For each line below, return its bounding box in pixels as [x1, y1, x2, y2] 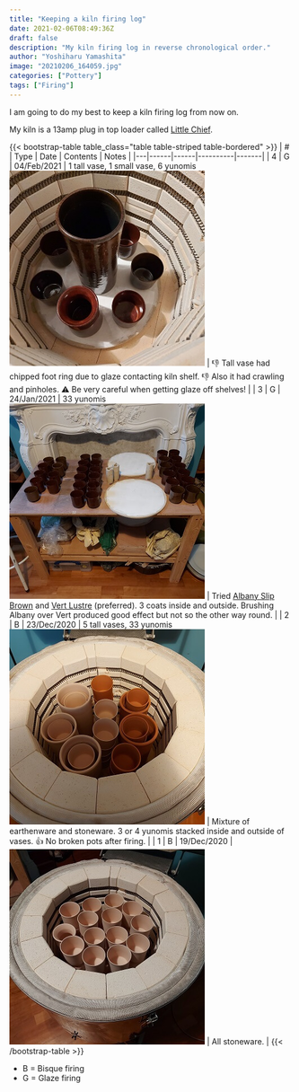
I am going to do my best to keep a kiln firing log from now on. [9, 106, 240, 117]
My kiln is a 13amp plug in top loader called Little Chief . [9, 124, 214, 135]
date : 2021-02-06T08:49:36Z [9, 23, 115, 33]
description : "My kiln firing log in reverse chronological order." [9, 43, 271, 52]
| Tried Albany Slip [206, 590, 276, 601]
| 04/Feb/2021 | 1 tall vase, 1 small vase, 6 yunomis [9, 160, 197, 171]
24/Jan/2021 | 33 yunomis [9, 393, 106, 404]
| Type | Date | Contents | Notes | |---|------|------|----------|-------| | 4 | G [9, 151, 290, 162]
